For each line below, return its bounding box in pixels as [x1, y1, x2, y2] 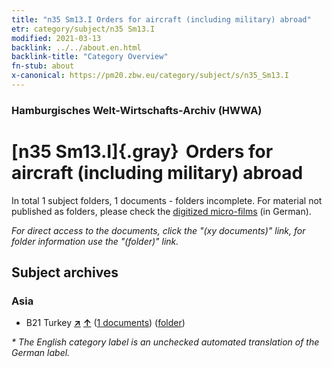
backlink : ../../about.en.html [11, 42, 142, 53]
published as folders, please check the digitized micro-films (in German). [11, 205, 312, 217]
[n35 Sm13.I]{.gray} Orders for [11, 140, 274, 163]
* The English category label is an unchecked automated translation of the [11, 336, 320, 348]
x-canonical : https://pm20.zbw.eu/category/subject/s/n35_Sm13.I [11, 71, 289, 81]
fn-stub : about [11, 61, 75, 71]
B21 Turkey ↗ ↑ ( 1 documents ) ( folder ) [25, 317, 186, 329]
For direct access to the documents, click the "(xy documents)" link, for [11, 224, 306, 236]
